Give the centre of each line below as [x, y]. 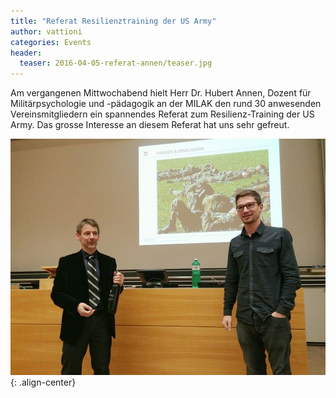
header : [26, 53]
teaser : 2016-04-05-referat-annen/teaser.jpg [116, 63]
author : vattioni [46, 31]
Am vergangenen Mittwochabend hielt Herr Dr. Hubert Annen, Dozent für [161, 93]
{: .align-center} [43, 382]
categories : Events [51, 42]
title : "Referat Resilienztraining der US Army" [113, 21]
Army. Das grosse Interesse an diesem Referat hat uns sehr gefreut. [150, 125]
